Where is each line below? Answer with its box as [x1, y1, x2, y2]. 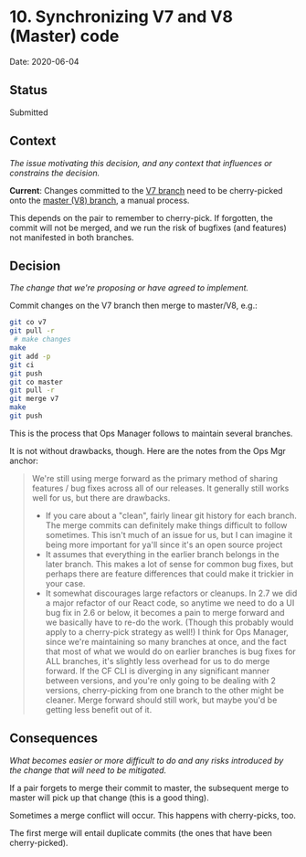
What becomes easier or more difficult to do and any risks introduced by [9, 755, 284, 766]
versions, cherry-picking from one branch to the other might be [45, 684, 285, 695]
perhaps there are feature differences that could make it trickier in [45, 568, 294, 579]
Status [9, 82, 48, 98]
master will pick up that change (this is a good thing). [9, 792, 209, 803]
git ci [9, 360, 35, 369]
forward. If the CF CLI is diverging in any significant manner [45, 665, 270, 676]
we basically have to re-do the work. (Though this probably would [45, 617, 294, 628]
